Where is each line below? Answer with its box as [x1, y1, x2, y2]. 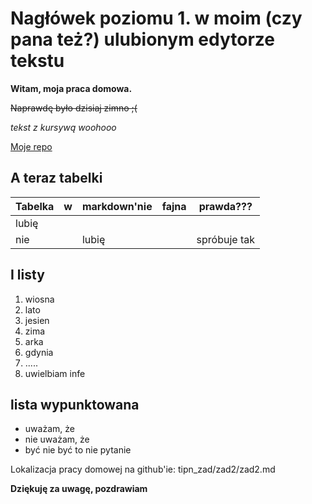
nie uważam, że [24, 433, 90, 446]
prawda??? [198, 199, 253, 213]
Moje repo [10, 140, 53, 152]
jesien [24, 314, 50, 326]
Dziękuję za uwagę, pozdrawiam [10, 483, 148, 495]
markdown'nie [81, 199, 153, 213]
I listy [10, 267, 45, 284]
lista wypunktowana [10, 396, 140, 413]
